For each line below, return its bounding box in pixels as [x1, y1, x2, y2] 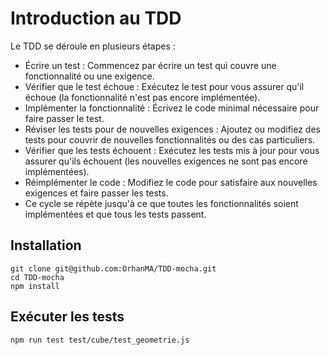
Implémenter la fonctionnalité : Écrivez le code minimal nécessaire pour [24, 102, 320, 114]
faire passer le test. [24, 112, 105, 124]
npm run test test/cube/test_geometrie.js [10, 335, 190, 345]
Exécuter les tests [10, 308, 125, 326]
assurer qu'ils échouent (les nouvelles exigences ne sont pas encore [24, 155, 308, 167]
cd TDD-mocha [10, 272, 65, 282]
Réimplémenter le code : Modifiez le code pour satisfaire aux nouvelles [24, 176, 318, 188]
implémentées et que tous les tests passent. [24, 208, 207, 220]
